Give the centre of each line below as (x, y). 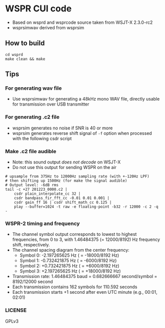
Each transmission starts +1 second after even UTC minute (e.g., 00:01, (85, 292)
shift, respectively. (31, 245)
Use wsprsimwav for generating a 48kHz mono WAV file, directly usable (86, 99)
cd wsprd (14, 55)
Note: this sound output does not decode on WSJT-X (66, 162)
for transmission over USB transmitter (51, 104)
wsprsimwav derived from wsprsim (48, 27)
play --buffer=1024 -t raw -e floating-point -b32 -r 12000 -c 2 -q (86, 207)
